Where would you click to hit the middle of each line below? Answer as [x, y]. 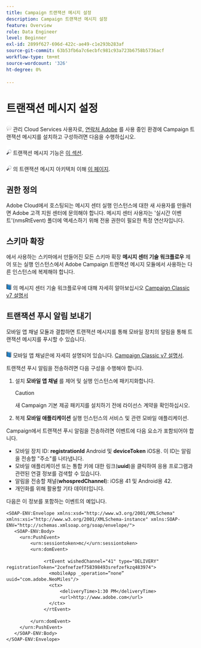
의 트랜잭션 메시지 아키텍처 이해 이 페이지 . [62, 169]
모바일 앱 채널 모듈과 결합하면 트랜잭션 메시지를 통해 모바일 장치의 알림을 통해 [96, 331]
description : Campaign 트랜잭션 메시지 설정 [57, 19]
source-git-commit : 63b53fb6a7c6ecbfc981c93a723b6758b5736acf [85, 51]
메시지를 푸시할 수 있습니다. [54, 339]
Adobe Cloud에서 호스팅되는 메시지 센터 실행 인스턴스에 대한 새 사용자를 [91, 205]
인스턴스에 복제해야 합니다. [44, 271]
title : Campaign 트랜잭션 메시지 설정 [49, 13]
